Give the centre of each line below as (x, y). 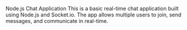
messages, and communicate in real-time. (57, 21)
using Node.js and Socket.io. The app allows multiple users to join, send (93, 15)
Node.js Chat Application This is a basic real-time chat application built (92, 9)
